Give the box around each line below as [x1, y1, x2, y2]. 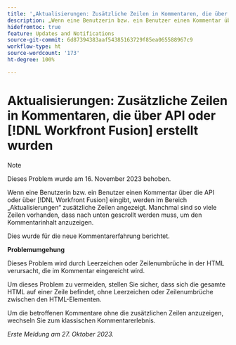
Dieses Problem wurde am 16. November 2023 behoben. [7, 174, 171, 183]
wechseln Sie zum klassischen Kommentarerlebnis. [7, 316, 156, 325]
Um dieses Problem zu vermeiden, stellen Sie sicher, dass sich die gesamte [7, 280, 226, 289]
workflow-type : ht [7, 43, 61, 50]
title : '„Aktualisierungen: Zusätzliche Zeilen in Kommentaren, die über [7, 10, 228, 18]
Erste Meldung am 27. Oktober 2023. [7, 330, 114, 338]
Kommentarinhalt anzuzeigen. [7, 218, 94, 226]
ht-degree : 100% [7, 56, 55, 63]
